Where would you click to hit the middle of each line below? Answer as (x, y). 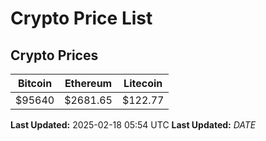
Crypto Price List (81, 18)
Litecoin (143, 83)
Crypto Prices (54, 55)
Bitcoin (35, 83)
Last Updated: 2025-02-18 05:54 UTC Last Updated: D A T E (133, 125)
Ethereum (88, 83)
